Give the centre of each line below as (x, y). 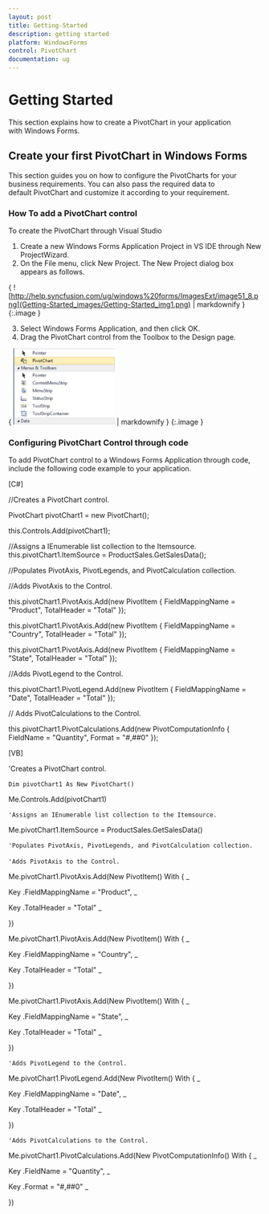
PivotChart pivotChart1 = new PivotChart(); (79, 515)
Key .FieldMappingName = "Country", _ (73, 955)
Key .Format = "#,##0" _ (48, 1187)
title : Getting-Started (48, 25)
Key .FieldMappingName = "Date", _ (67, 1094)
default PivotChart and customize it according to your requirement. (119, 192)
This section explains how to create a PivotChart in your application (120, 122)
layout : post (30, 17)
